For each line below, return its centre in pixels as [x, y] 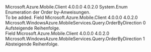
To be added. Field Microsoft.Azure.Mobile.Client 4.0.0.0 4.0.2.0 [71, 17]
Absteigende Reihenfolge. [32, 44]
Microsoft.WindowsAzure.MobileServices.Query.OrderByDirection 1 [75, 39]
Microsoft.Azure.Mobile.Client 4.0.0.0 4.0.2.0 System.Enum [66, 7]
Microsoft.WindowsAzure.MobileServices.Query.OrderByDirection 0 [75, 23]
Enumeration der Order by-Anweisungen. [48, 12]
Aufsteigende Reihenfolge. [33, 28]
